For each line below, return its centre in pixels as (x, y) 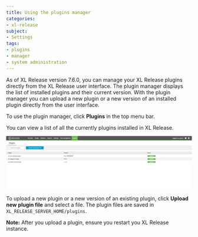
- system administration (37, 62)
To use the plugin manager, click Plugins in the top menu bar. (80, 116)
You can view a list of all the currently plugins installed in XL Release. (90, 127)
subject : (17, 31)
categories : (21, 19)
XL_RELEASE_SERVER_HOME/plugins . (47, 211)
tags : (13, 44)
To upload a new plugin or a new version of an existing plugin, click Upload (97, 198)
